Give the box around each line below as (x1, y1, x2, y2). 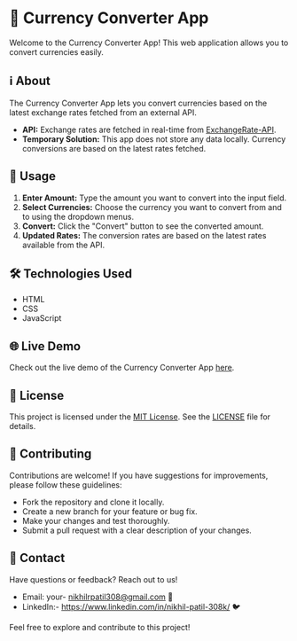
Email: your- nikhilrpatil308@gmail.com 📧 (21, 591, 174, 602)
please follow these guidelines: (9, 479, 122, 490)
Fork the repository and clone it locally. (21, 496, 165, 507)
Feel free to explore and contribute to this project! (9, 621, 191, 632)
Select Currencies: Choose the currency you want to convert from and (21, 201, 282, 212)
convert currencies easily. (9, 46, 105, 57)
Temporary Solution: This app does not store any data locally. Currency (21, 133, 286, 145)
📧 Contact (9, 551, 66, 566)
